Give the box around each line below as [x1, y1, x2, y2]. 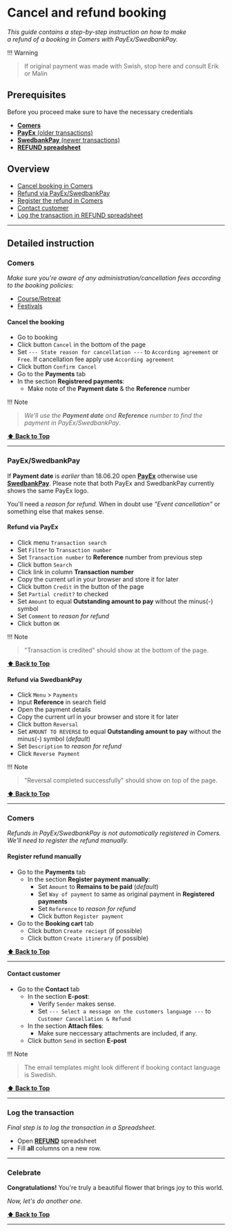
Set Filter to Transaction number [17, 545, 112, 554]
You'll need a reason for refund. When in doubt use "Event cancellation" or [7, 499, 221, 508]
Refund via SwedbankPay [7, 675, 83, 683]
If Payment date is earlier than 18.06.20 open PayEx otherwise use [7, 472, 198, 480]
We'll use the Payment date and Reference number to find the [23, 412, 203, 420]
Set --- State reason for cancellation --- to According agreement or [17, 348, 219, 356]
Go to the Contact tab [17, 984, 80, 993]
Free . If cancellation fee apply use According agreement [17, 355, 175, 364]
